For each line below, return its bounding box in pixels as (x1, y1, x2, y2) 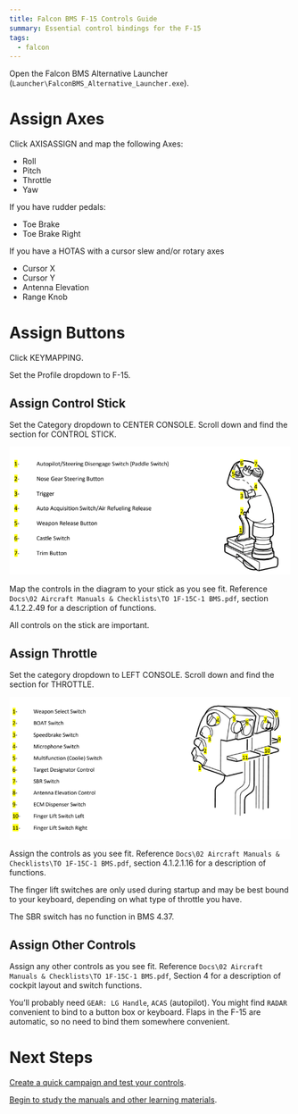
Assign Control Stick (9, 396, 127, 411)
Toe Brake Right (21, 229, 81, 239)
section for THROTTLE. (9, 679, 95, 690)
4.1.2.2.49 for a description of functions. (9, 603, 157, 614)
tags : (9, 33, 29, 42)
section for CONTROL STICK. (9, 429, 117, 440)
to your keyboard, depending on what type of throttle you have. (9, 894, 243, 905)
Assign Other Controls (9, 937, 137, 952)
